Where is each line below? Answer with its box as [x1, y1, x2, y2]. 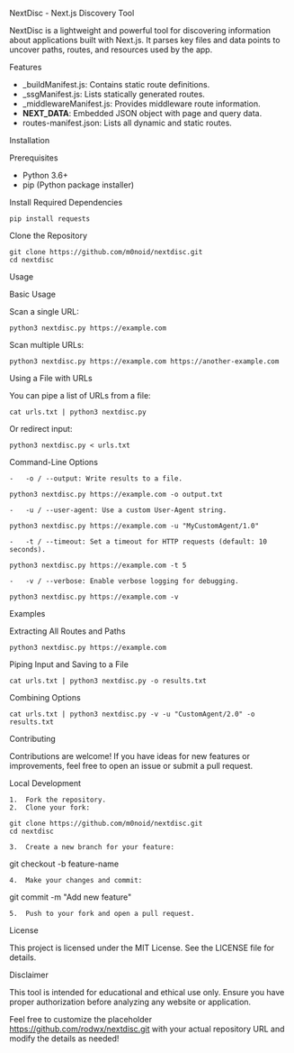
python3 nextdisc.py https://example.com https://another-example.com [9, 357, 280, 366]
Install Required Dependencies [9, 197, 123, 207]
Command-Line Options [9, 457, 99, 467]
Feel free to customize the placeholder [9, 1014, 153, 1024]
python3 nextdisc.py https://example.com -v [9, 592, 179, 601]
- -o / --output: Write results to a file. [9, 474, 183, 483]
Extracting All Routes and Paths [9, 626, 126, 636]
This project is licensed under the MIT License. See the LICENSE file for [9, 942, 275, 953]
